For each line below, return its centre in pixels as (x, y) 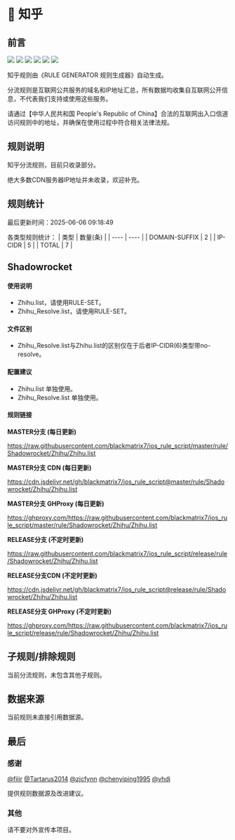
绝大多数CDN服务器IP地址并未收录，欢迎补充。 (75, 179)
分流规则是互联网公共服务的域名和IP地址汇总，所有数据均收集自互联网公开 (115, 90)
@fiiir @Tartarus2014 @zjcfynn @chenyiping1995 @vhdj (89, 779)
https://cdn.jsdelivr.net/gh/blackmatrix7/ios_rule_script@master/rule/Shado (116, 482)
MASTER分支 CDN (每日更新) (49, 468)
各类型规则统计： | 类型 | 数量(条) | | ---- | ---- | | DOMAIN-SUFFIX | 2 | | (112, 237)
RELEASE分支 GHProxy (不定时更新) (60, 611)
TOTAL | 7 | (56, 245)
